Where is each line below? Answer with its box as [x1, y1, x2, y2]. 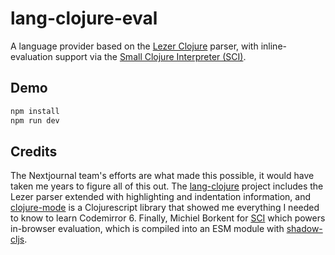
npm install [10, 106, 60, 116]
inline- [260, 40, 287, 52]
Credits [10, 143, 58, 160]
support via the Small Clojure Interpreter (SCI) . [54, 50, 247, 62]
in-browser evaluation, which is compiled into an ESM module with [10, 223, 285, 235]
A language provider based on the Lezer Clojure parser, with [10, 40, 259, 52]
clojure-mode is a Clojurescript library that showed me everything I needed [10, 202, 320, 214]
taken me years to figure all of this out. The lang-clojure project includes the [10, 180, 324, 192]
